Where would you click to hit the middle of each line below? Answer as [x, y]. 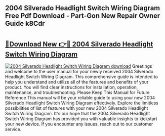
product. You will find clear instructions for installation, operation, [72, 87]
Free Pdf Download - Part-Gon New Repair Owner [83, 16]
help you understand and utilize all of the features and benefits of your [77, 82]
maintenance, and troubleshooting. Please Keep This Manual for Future [77, 92]
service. [13, 129]
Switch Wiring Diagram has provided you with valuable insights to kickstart [81, 119]
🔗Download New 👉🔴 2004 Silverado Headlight [79, 44]
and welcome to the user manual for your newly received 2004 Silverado [79, 71]
